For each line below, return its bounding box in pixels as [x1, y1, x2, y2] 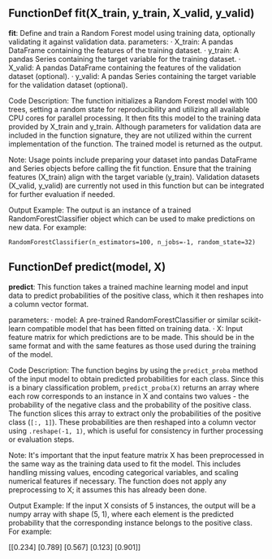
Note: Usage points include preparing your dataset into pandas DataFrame [8, 155, 257, 164]
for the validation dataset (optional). [8, 80, 128, 90]
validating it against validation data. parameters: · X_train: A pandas [8, 37, 234, 46]
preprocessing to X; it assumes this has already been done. [8, 484, 207, 495]
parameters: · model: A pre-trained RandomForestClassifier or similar [8, 315, 240, 325]
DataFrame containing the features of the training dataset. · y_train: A [8, 45, 240, 55]
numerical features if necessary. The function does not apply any [8, 476, 227, 486]
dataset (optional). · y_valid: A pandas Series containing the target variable [8, 71, 257, 81]
